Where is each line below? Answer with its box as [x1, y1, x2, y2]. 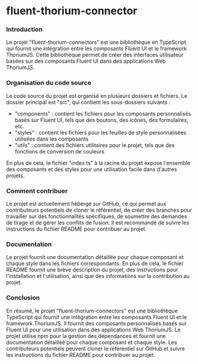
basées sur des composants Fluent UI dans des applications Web [6, 58, 166, 65]
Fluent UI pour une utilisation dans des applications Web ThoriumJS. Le [6, 326, 181, 333]
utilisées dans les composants [14, 135, 89, 142]
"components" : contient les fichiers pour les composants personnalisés [14, 110, 191, 117]
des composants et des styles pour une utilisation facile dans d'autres [6, 165, 177, 173]
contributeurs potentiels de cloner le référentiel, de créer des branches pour [6, 206, 193, 214]
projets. [6, 172, 25, 179]
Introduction [6, 25, 43, 34]
